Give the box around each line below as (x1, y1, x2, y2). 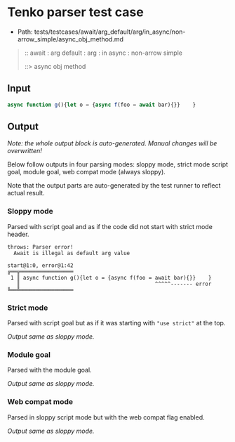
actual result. (7, 189, 45, 197)
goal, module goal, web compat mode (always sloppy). (7, 168, 166, 176)
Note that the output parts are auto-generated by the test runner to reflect (7, 181, 221, 190)
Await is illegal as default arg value (13, 249, 130, 256)
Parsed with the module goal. (7, 366, 93, 375)
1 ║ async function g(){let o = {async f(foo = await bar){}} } (10, 274, 212, 281)
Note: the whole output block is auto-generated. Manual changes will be (7, 139, 217, 148)
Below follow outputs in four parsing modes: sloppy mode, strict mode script (7, 160, 229, 169)
